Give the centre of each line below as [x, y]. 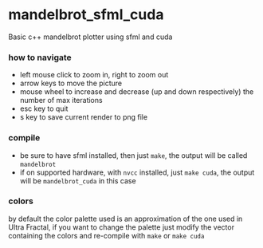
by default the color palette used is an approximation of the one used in [126, 218]
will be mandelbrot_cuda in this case [78, 180]
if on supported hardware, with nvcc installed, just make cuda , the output [137, 172]
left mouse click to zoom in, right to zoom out [94, 75]
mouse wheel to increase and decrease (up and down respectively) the [137, 92]
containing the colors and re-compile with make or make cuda [106, 235]
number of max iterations [61, 100]
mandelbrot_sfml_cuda [86, 15]
